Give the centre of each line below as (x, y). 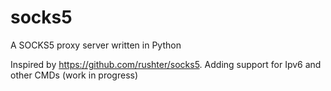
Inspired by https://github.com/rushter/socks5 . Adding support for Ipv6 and (166, 64)
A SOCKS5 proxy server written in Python (96, 45)
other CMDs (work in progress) (74, 75)
